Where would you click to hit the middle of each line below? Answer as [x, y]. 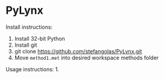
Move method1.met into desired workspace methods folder [87, 57]
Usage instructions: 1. [33, 69]
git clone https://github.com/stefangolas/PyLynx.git [78, 51]
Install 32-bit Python [40, 38]
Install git [26, 45]
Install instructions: [29, 27]
